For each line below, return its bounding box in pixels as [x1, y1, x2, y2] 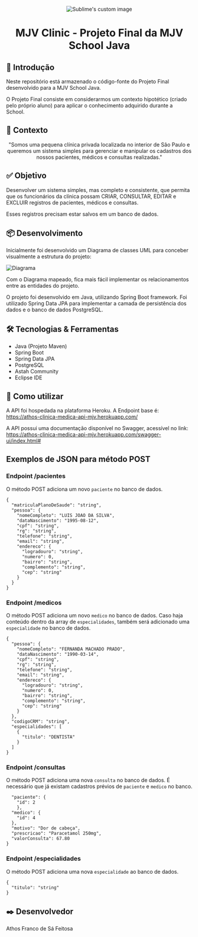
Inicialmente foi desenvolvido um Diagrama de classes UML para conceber [6, 247, 189, 254]
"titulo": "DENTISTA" [21, 734, 76, 740]
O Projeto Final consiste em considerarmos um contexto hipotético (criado [6, 96, 187, 103]
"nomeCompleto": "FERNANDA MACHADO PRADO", [17, 646, 126, 652]
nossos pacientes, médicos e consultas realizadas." [36, 154, 163, 161]
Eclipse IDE [14, 374, 43, 381]
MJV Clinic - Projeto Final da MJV [15, 27, 183, 40]
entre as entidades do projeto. [6, 282, 80, 289]
